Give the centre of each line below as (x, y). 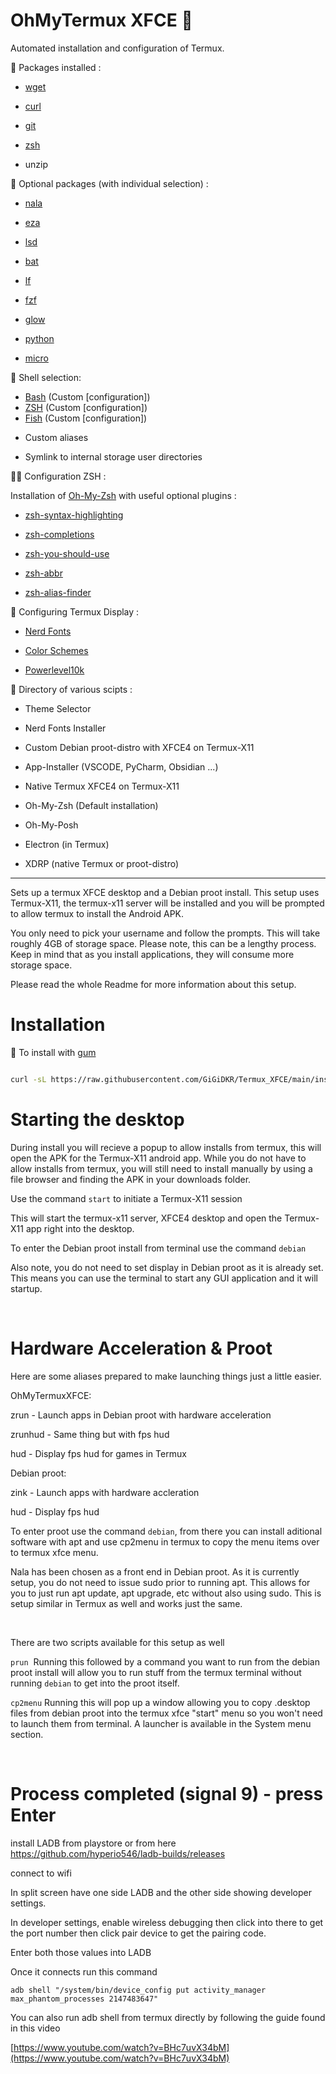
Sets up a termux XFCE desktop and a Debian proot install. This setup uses (165, 892)
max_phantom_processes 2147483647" (84, 1999)
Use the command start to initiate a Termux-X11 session (126, 1198)
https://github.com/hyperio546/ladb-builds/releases (118, 1853)
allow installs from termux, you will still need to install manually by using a (161, 1168)
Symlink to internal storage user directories (113, 456)
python (39, 338)
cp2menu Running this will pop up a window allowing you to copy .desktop (160, 1702)
